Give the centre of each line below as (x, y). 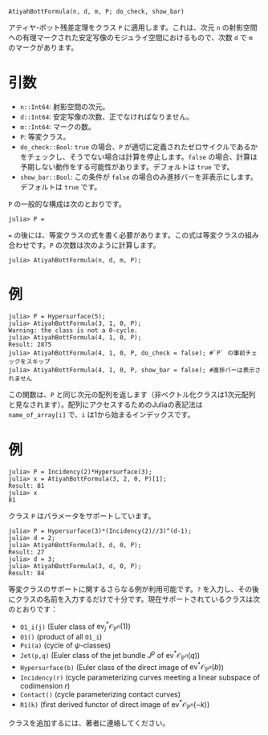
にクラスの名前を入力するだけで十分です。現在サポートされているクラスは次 (134, 599)
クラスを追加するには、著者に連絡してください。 (89, 723)
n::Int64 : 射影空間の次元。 (65, 106)
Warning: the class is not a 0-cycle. (73, 330)
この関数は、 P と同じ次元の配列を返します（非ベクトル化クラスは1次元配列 (132, 394)
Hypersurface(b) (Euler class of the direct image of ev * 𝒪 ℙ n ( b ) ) (122, 667)
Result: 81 (26, 485)
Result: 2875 (30, 344)
